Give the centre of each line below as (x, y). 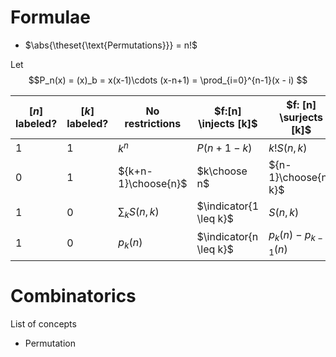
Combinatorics (73, 295)
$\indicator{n (227, 237)
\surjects (301, 117)
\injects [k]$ (228, 123)
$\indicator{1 (228, 206)
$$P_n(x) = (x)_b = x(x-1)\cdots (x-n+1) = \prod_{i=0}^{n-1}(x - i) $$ (168, 80)
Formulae (50, 17)
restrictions (153, 123)
